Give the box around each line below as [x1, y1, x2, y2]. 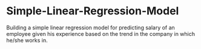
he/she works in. [6, 36, 48, 44]
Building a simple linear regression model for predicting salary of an [6, 24, 176, 31]
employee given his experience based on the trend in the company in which [6, 30, 196, 37]
